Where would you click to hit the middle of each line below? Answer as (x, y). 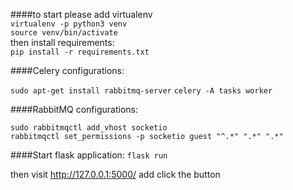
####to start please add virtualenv (81, 14)
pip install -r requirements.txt (80, 52)
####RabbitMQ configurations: (74, 109)
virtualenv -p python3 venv (69, 24)
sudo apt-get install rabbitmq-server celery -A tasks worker (141, 91)
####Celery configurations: (67, 70)
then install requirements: (62, 42)
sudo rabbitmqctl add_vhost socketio (89, 128)
